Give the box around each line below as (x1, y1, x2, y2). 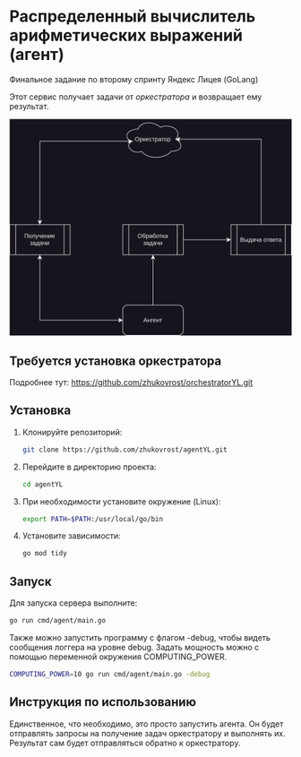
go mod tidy (21, 549, 67, 558)
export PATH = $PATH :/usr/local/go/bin (21, 514, 164, 523)
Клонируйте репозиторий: (21, 426, 123, 437)
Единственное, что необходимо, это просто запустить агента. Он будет (9, 718, 284, 729)
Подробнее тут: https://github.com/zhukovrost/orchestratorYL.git (9, 376, 254, 387)
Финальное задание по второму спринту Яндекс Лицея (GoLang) (9, 73, 259, 84)
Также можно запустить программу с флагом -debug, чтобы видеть (9, 632, 271, 642)
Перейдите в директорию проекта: (21, 461, 157, 472)
